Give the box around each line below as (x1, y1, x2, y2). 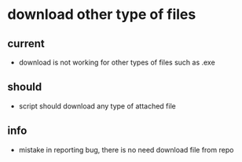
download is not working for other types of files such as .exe (18, 57, 215, 67)
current (7, 37, 45, 50)
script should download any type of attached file (18, 101, 176, 111)
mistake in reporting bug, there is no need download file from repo (18, 145, 234, 154)
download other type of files (7, 6, 196, 24)
